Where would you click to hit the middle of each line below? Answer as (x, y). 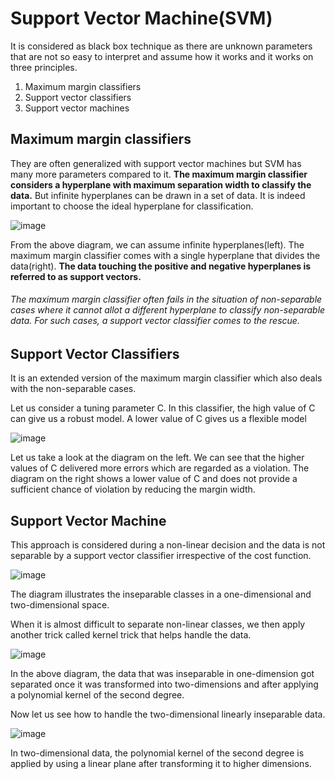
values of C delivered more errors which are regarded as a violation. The (160, 468)
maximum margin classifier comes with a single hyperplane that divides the (165, 255)
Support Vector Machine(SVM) (141, 18)
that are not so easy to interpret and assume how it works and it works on (162, 56)
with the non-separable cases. (73, 389)
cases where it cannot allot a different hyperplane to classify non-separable (168, 310)
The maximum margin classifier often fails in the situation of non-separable (166, 299)
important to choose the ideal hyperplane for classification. (132, 206)
